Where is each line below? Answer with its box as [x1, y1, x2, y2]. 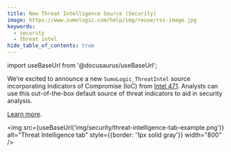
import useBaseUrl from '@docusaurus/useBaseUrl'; [7, 61, 157, 69]
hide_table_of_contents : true [7, 42, 95, 49]
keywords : [7, 23, 36, 30]
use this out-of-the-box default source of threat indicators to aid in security [7, 89, 223, 97]
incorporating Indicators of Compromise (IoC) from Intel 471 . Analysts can [7, 82, 219, 90]
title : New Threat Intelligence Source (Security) [7, 10, 157, 17]
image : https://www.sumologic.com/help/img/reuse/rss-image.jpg [7, 17, 197, 23]
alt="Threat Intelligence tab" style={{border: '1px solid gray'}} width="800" [7, 131, 222, 139]
